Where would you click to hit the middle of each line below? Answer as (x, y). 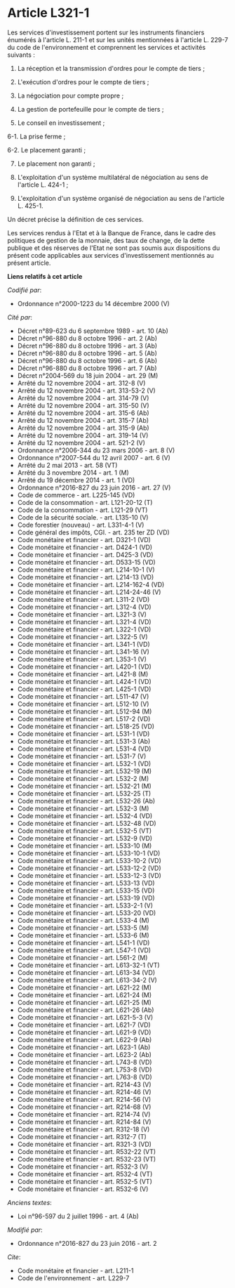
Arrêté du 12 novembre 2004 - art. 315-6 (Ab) (83, 413)
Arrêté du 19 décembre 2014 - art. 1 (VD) (76, 480)
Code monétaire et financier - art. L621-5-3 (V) (85, 1017)
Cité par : (20, 317)
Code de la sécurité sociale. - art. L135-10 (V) (83, 517)
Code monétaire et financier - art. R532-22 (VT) (87, 1151)
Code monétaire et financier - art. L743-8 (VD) (85, 1062)
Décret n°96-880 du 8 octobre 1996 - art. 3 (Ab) (87, 346)
